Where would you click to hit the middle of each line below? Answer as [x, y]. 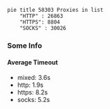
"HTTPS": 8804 [40, 22]
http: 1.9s [30, 85]
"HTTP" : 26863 [42, 16]
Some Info [25, 45]
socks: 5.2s [34, 100]
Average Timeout [33, 62]
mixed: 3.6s [34, 78]
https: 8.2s [33, 92]
